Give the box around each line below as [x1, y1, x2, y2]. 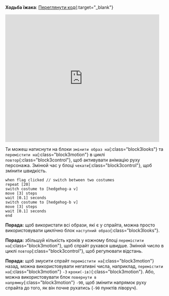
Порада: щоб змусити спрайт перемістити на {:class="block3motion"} [5, 258, 154, 264]
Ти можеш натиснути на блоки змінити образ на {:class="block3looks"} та [5, 146, 163, 152]
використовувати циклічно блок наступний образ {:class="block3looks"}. [5, 227, 160, 233]
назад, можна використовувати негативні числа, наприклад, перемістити [5, 264, 163, 269]
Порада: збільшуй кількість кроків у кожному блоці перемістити [5, 237, 144, 243]
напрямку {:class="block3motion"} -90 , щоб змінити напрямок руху [5, 279, 147, 285]
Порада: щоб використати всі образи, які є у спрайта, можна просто [5, 222, 155, 228]
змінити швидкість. [5, 168, 47, 174]
